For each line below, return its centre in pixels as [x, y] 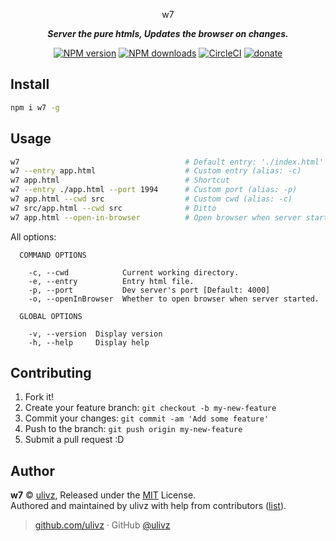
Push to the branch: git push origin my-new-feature [133, 429]
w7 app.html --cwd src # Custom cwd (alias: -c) [151, 199]
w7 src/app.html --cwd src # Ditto [113, 208]
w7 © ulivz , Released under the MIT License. [103, 495]
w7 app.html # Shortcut [120, 180]
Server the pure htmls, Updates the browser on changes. [168, 33]
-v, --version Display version [95, 334]
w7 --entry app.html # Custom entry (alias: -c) [156, 171]
